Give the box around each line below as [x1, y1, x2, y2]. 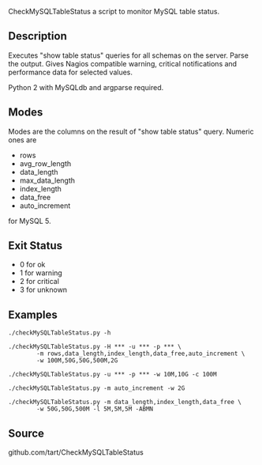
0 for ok [19, 260, 46, 270]
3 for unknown [19, 285, 68, 295]
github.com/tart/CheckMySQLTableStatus [8, 448, 144, 457]
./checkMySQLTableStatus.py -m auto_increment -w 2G [8, 384, 185, 392]
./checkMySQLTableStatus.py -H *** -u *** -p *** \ [8, 343, 182, 351]
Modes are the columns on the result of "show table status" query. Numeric [8, 127, 254, 136]
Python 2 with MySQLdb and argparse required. [8, 82, 164, 92]
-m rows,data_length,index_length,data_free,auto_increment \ [36, 350, 245, 358]
